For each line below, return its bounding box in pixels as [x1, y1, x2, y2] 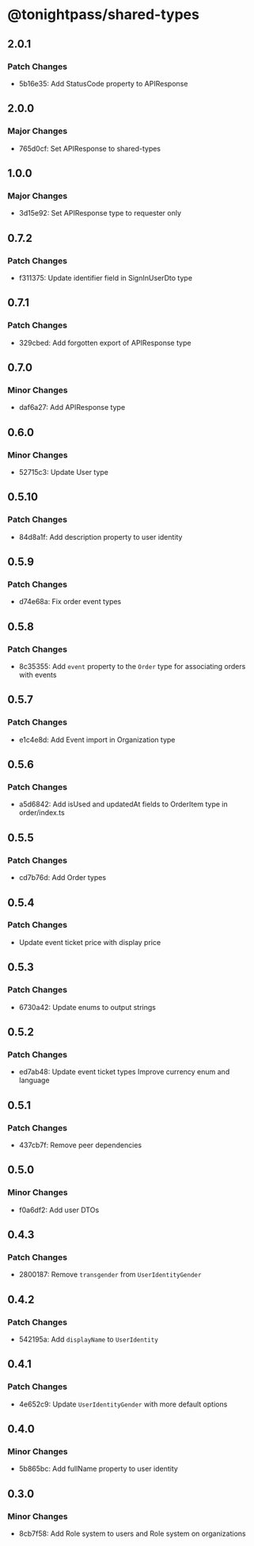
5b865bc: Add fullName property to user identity [18, 1464, 179, 1474]
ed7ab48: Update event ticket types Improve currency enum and [18, 1067, 230, 1077]
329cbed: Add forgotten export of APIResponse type [18, 338, 191, 347]
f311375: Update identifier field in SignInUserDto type [18, 273, 193, 282]
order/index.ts [18, 808, 65, 817]
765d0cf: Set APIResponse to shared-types [18, 144, 161, 153]
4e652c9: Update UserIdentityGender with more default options [18, 1399, 228, 1409]
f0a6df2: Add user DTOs [18, 1205, 100, 1215]
